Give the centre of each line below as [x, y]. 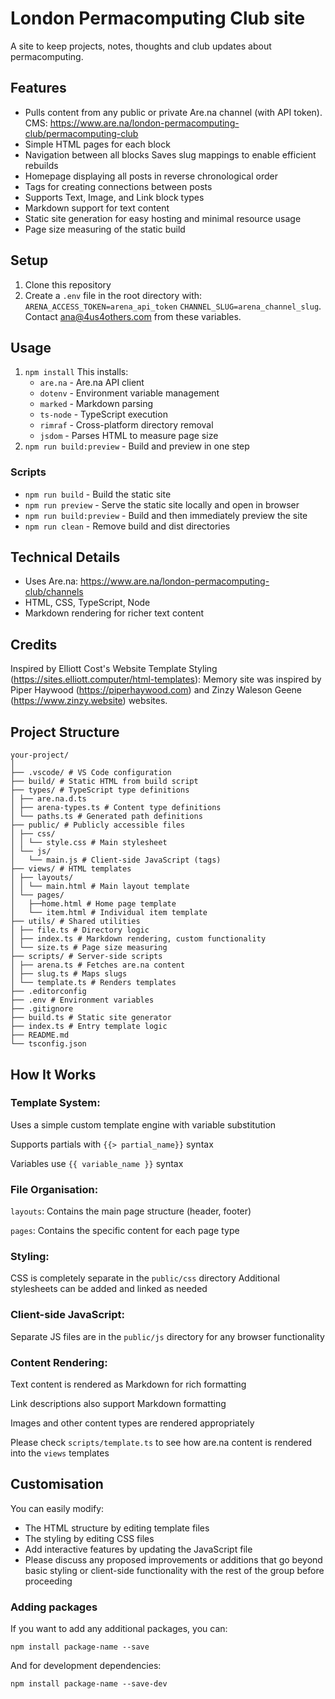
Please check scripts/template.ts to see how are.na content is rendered [161, 1442]
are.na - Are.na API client [92, 383]
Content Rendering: [59, 1362]
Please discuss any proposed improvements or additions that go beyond [173, 1559]
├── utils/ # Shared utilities [75, 922]
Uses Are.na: [51, 581]
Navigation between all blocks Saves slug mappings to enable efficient [170, 154]
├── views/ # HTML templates [71, 869]
